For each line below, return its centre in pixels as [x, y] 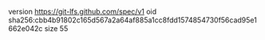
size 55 [56, 28]
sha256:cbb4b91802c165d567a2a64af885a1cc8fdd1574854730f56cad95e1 [132, 20]
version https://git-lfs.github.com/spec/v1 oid [83, 12]
